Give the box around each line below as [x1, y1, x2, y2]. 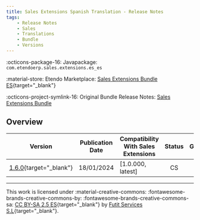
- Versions [17, 42, 44, 48]
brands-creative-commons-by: [6, 194, 82, 201]
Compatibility [120, 135, 160, 143]
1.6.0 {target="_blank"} [9, 163, 73, 172]
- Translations [17, 31, 55, 37]
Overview [6, 117, 43, 127]
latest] [120, 167, 138, 175]
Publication [79, 138, 113, 146]
